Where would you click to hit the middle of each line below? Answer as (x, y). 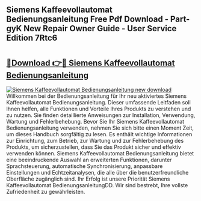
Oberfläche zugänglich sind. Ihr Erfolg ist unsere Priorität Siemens (88, 179)
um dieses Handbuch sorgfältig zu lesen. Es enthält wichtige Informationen (99, 134)
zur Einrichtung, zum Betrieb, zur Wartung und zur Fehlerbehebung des (95, 141)
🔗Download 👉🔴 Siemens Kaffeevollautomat (91, 63)
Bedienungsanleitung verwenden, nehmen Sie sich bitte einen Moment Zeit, (100, 128)
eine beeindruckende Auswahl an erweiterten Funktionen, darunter (89, 160)
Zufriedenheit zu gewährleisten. (46, 192)
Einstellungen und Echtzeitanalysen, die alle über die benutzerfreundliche (97, 172)
